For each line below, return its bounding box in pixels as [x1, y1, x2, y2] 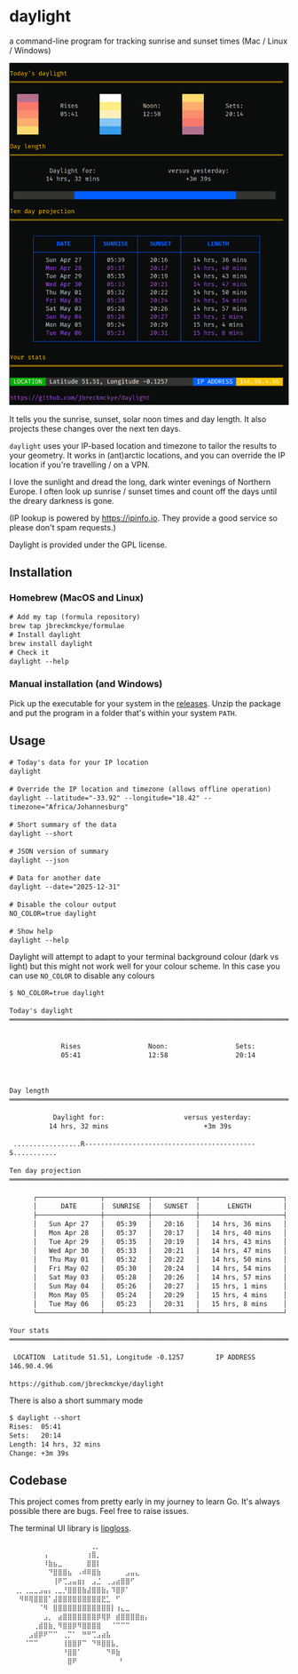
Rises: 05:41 [9, 1422, 62, 1431]
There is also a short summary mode [9, 1395, 144, 1406]
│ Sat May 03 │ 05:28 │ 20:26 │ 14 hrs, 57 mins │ [32, 1272, 288, 1281]
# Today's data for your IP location [9, 758, 149, 767]
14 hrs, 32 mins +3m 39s [48, 1121, 232, 1130]
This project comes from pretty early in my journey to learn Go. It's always [9, 1496, 281, 1507]
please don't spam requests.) [9, 522, 117, 532]
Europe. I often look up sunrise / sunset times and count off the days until [9, 486, 278, 497]
